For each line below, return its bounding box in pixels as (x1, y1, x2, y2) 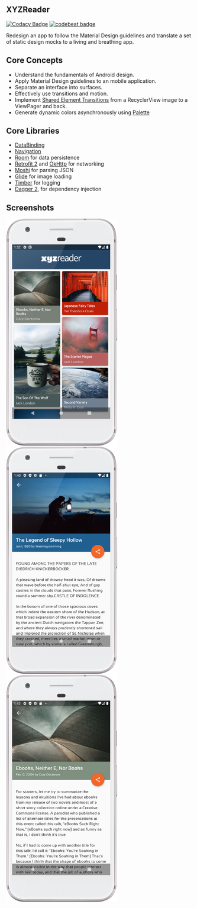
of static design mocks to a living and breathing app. (6, 38, 134, 45)
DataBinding (14, 141, 45, 148)
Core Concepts (6, 56, 63, 66)
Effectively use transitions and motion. (14, 90, 108, 97)
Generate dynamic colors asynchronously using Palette (14, 109, 150, 116)
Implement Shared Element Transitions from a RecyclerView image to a (14, 96, 188, 103)
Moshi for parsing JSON (14, 167, 74, 174)
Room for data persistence (14, 154, 80, 161)
